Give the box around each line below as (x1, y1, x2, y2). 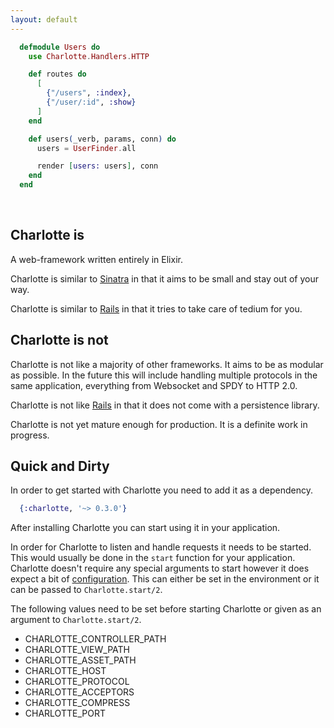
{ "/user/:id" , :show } (46, 97, 137, 107)
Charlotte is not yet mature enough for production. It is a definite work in (10, 418, 308, 430)
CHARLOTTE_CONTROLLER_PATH (24, 633, 167, 645)
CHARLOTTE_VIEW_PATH (24, 644, 130, 656)
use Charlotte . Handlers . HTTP (28, 51, 150, 61)
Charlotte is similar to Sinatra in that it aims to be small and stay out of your (10, 272, 319, 285)
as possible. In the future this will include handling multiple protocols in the (10, 369, 318, 381)
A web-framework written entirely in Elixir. (10, 253, 183, 265)
